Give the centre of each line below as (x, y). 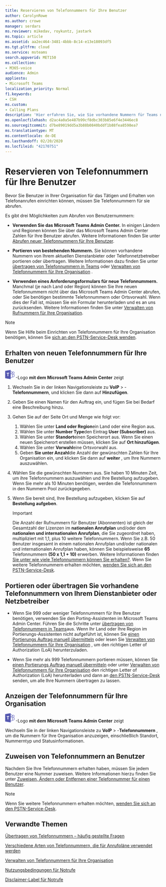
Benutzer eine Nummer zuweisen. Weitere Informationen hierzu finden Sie (81, 774)
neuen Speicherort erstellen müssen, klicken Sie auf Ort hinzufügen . (90, 442)
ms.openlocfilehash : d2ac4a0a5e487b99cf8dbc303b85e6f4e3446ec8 (72, 120)
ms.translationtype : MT (30, 131)
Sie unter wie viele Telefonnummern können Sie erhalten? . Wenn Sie (82, 560)
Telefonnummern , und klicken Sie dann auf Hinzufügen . (70, 392)
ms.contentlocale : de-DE (31, 136)
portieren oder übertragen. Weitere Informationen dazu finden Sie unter (85, 261)
